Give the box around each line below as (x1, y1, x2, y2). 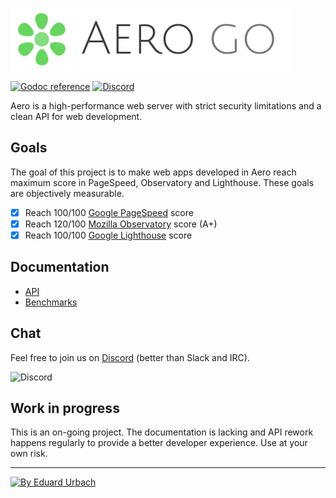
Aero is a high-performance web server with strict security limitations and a (10, 100, 322, 112)
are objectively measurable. (10, 187, 125, 199)
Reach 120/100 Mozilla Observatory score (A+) (24, 218, 218, 230)
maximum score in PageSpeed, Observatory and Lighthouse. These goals (10, 176, 315, 188)
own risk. (10, 448, 48, 460)
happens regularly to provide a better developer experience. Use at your (10, 437, 308, 449)
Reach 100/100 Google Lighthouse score (24, 229, 193, 241)
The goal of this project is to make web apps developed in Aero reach (10, 166, 297, 178)
